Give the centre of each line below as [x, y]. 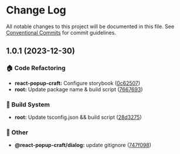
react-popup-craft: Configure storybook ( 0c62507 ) [77, 83]
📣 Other [17, 132]
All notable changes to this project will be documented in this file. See [90, 26]
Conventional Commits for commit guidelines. [61, 32]
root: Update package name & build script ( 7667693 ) [79, 89]
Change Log [36, 10]
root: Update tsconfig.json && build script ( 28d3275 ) [78, 117]
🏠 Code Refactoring [36, 68]
